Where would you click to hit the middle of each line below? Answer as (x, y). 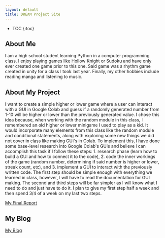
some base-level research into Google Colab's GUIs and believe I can (76, 146)
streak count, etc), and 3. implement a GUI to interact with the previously (79, 167)
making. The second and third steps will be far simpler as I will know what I (81, 183)
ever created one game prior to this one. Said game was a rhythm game (78, 66)
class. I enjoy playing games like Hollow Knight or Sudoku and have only (78, 61)
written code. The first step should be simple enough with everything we (79, 172)
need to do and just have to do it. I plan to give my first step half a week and (82, 188)
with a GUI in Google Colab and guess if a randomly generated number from (82, 110)
